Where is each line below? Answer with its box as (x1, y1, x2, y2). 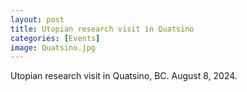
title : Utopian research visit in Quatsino (10, 24, 195, 34)
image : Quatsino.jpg (10, 42, 97, 53)
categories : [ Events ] (10, 33, 101, 43)
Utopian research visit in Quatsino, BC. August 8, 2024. (10, 70, 238, 82)
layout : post (10, 14, 65, 25)
